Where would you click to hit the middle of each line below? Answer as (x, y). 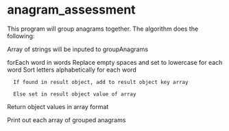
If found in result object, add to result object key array (101, 82)
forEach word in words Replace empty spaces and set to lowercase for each (115, 62)
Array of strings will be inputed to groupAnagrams (78, 49)
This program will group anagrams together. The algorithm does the (103, 29)
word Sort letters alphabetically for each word (72, 70)
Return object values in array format (58, 106)
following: (21, 35)
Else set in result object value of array (75, 94)
